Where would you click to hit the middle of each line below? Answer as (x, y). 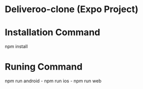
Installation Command (53, 33)
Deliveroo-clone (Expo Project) (72, 9)
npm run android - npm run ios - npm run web (53, 81)
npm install (16, 47)
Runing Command (44, 67)
